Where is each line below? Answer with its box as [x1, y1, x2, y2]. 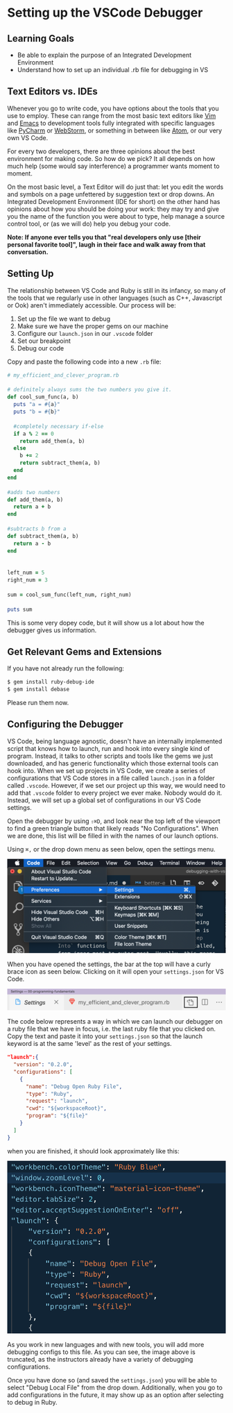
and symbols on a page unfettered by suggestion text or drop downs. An [7, 189, 215, 198]
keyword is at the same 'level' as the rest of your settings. [7, 1040, 172, 1048]
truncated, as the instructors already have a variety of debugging [7, 1355, 193, 1363]
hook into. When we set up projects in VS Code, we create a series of [7, 766, 206, 775]
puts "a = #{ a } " [13, 401, 60, 408]
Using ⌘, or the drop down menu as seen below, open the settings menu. [7, 845, 216, 853]
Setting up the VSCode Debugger [7, 5, 203, 21]
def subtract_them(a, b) [7, 532, 79, 539]
